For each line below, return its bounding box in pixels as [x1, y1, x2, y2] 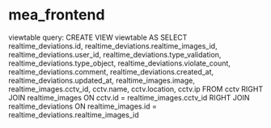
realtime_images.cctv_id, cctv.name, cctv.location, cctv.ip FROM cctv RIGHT [8, 83, 264, 94]
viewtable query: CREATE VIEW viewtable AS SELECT [8, 32, 188, 42]
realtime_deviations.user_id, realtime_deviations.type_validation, [8, 49, 222, 59]
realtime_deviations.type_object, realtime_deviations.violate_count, [8, 58, 231, 68]
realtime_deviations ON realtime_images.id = [8, 101, 158, 111]
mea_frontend [8, 6, 105, 24]
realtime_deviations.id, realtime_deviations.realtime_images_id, [8, 41, 218, 50]
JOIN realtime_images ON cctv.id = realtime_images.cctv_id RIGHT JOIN [8, 92, 250, 102]
